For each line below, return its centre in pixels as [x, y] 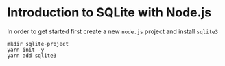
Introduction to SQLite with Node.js [109, 13]
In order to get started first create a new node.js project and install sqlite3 [113, 31]
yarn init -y [26, 50]
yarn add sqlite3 [32, 56]
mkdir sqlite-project [38, 44]
